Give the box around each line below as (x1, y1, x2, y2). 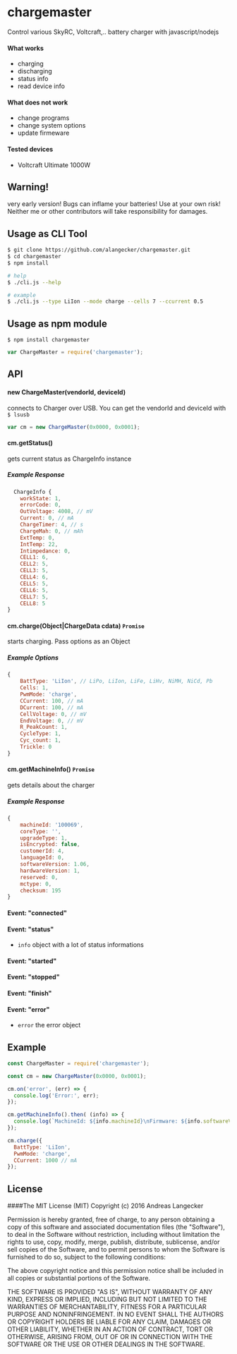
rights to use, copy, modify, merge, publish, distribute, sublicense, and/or (7, 1238, 220, 1246)
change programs (17, 114, 70, 122)
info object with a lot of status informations (17, 941, 145, 949)
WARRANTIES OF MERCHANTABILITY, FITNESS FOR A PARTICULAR (7, 1302, 207, 1311)
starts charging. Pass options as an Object (7, 637, 130, 646)
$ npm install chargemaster (7, 337, 90, 344)
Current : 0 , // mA (20, 514, 74, 522)
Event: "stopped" (7, 973, 60, 981)
